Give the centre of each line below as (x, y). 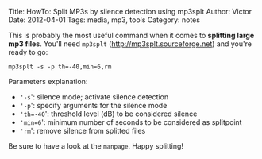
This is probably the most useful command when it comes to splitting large (131, 35)
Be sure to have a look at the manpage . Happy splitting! (96, 146)
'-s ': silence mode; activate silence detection (94, 97)
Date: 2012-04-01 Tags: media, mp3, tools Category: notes (104, 20)
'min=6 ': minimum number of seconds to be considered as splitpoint (131, 122)
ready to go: (28, 52)
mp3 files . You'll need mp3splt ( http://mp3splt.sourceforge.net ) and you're (130, 44)
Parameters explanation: (48, 81)
